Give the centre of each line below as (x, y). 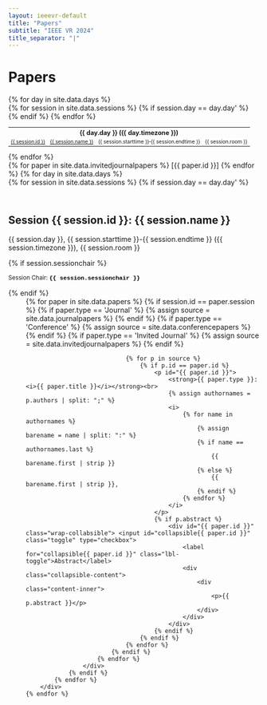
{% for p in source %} (163, 359)
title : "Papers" (35, 23)
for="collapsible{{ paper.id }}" (81, 554)
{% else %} (215, 471)
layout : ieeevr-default (48, 16)
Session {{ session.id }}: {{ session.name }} (120, 220)
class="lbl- (159, 554)
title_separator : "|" (44, 38)
